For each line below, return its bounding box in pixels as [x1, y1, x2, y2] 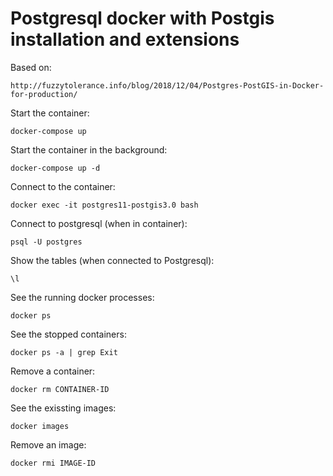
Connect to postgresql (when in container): [10, 217, 188, 229]
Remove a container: [10, 365, 96, 377]
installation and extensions [10, 28, 240, 51]
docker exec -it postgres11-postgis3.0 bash [10, 200, 199, 210]
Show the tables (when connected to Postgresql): [10, 254, 215, 266]
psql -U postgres [10, 237, 83, 247]
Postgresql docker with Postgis [10, 7, 275, 30]
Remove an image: [10, 438, 87, 451]
